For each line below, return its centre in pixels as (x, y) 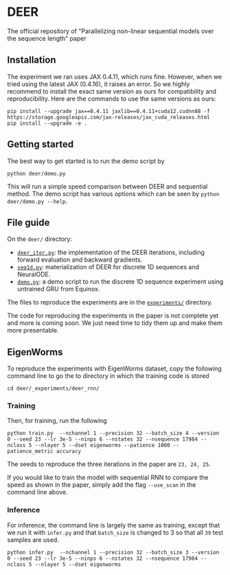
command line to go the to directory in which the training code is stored (108, 376)
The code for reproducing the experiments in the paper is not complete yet (113, 316)
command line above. (38, 492)
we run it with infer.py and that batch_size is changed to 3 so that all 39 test (115, 532)
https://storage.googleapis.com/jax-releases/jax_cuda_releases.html (109, 117)
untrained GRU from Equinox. (58, 289)
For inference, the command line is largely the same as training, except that (114, 525)
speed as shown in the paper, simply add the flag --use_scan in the (102, 485)
